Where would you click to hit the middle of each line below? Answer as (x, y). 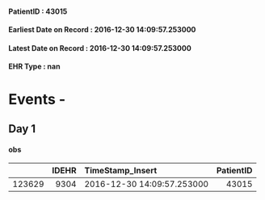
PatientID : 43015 (38, 11)
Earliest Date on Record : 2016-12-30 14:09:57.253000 (102, 30)
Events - (37, 99)
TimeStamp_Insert (121, 171)
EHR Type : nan (34, 67)
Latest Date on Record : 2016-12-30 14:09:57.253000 (100, 48)
